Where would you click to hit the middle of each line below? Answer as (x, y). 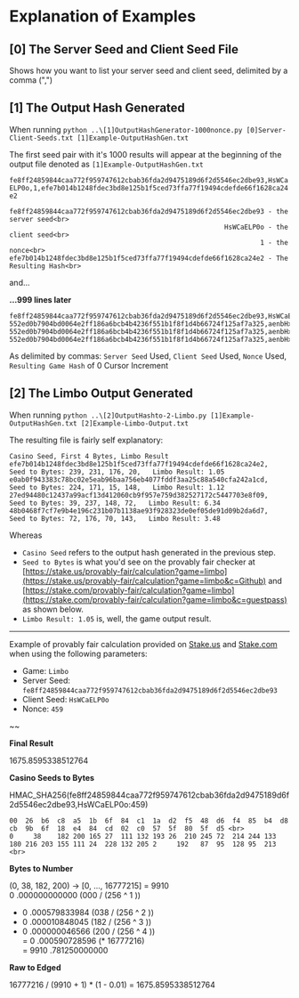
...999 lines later (40, 299)
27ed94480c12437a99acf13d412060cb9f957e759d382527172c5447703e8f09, (139, 495)
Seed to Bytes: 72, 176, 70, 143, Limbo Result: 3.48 (115, 518)
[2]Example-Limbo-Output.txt (135, 423)
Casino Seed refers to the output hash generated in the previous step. (149, 552)
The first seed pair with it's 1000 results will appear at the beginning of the (145, 154)
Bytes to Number (41, 868)
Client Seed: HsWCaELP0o (65, 699)
